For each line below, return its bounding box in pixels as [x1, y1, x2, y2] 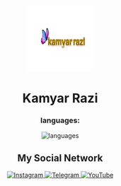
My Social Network [17, 152, 103, 164]
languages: [40, 115, 81, 125]
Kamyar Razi [22, 91, 98, 107]
